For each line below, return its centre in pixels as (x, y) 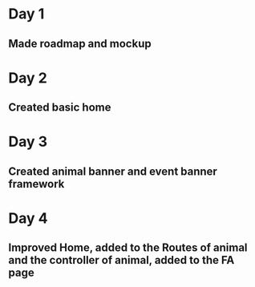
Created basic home (60, 108)
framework (36, 184)
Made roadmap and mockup (80, 44)
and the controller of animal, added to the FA (121, 260)
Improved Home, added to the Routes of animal (128, 248)
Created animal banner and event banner (113, 171)
